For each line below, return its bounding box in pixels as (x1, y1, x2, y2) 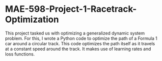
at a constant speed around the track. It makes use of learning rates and (5, 46, 151, 52)
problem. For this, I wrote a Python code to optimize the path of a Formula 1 (5, 35, 158, 41)
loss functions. (5, 51, 35, 57)
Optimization (5, 14, 59, 25)
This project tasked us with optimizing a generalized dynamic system (5, 30, 145, 36)
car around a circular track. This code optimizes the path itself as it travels (5, 40, 155, 46)
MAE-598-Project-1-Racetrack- (5, 3, 137, 15)
